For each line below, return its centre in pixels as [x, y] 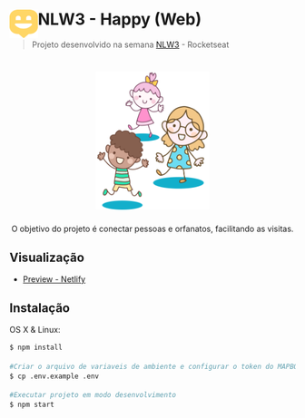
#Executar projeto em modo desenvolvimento [93, 395]
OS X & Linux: [35, 330]
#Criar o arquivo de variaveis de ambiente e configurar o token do [142, 366]
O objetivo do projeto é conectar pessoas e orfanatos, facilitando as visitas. [152, 229]
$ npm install [36, 348]
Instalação [40, 308]
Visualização [47, 257]
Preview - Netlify [54, 279]
